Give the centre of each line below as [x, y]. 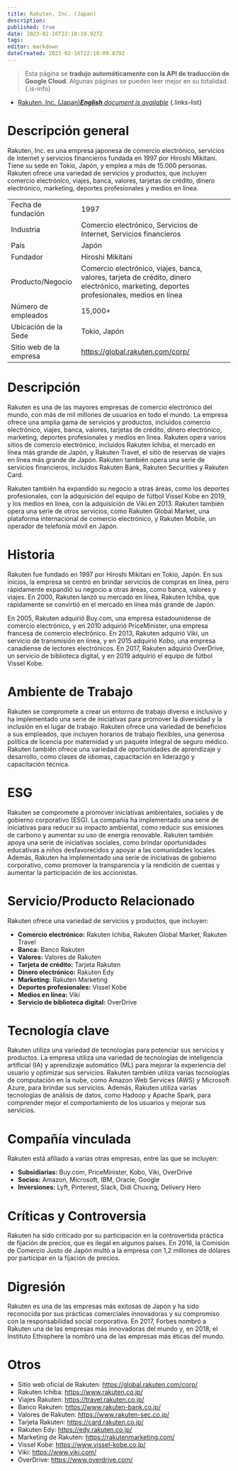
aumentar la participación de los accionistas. [73, 872]
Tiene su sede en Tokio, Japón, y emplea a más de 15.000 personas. [107, 165]
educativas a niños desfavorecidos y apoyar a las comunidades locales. [112, 849]
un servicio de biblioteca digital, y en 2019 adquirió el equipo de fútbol [110, 656]
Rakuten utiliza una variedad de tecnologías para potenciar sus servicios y [116, 1050]
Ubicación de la [37, 326]
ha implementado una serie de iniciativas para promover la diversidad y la [115, 719]
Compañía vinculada [69, 1139]
